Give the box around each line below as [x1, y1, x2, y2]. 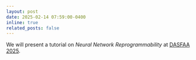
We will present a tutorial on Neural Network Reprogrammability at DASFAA [6, 41, 190, 48]
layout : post [6, 8, 38, 15]
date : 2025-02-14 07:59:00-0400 [6, 14, 86, 20]
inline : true [6, 19, 38, 25]
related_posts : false [6, 25, 60, 31]
